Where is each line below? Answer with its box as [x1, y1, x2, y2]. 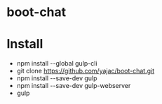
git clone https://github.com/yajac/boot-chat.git [16, 67, 155, 75]
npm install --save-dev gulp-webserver [16, 82, 131, 90]
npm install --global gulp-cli [16, 59, 97, 68]
